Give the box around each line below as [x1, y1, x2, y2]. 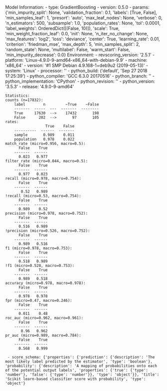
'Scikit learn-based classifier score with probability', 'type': [5, 377, 146, 382]
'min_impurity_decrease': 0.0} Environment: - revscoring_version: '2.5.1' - [5, 52, 155, 58]
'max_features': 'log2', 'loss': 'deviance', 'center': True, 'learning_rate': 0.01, [5, 36, 161, 42]
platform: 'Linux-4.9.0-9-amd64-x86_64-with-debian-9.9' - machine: [5, 57, 148, 63]
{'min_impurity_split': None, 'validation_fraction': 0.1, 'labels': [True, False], [5, 9, 158, 15]
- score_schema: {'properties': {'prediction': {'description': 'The [7, 355, 155, 360]
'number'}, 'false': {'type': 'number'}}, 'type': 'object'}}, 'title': [5, 372, 160, 377]
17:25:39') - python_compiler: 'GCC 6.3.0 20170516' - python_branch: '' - [5, 73, 155, 79]
